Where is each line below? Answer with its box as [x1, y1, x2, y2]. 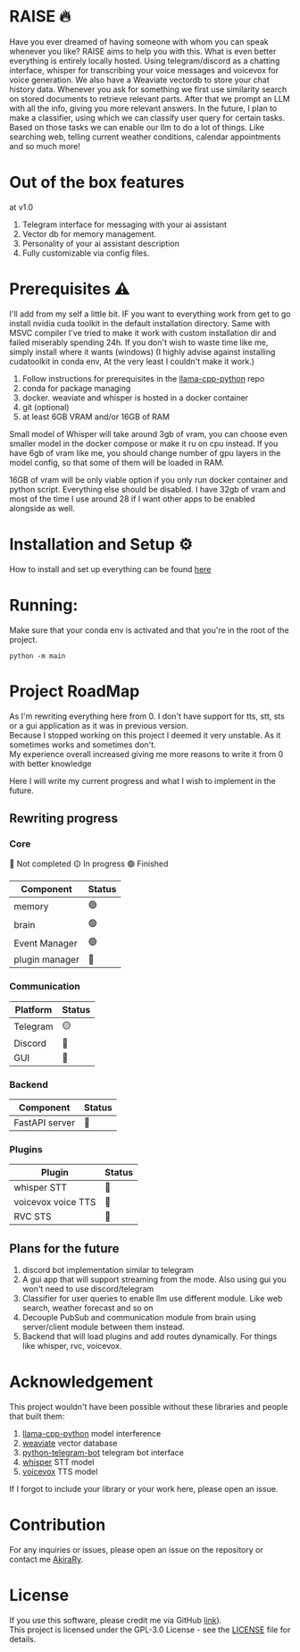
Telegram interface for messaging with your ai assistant [21, 219, 228, 230]
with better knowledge [9, 758, 92, 769]
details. [9, 1633, 37, 1644]
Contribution [9, 1515, 106, 1535]
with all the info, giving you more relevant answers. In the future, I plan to [9, 103, 278, 114]
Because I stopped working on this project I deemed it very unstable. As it [9, 729, 281, 740]
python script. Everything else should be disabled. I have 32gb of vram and [9, 484, 286, 494]
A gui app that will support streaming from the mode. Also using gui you [21, 1274, 287, 1285]
